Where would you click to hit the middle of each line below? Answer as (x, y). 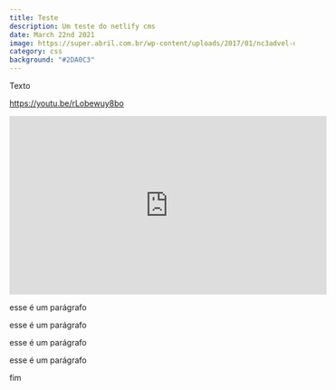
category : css (36, 52)
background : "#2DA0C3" (52, 60)
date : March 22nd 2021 (52, 34)
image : (22, 43)
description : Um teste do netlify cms (82, 26)
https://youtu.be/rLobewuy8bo (67, 103)
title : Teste (34, 18)
